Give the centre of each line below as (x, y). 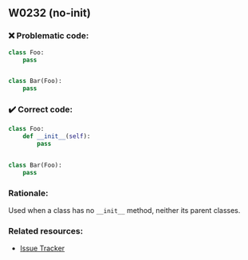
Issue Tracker (42, 248)
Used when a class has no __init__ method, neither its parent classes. (124, 211)
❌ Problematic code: (49, 36)
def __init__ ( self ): (57, 136)
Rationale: (28, 193)
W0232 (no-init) (50, 13)
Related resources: (46, 231)
